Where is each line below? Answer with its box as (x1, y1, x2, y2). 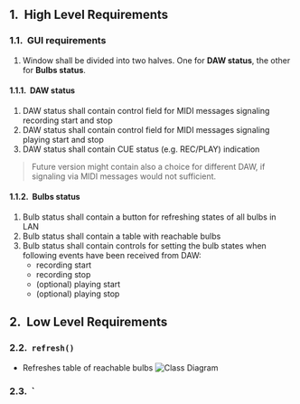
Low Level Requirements (26, 315, 168, 330)
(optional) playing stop (35, 288, 120, 299)
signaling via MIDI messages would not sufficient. (31, 171, 217, 182)
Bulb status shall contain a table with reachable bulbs (22, 230, 221, 242)
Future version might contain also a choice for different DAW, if (31, 161, 266, 172)
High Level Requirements (23, 7, 169, 23)
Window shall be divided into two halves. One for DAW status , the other (22, 54, 291, 66)
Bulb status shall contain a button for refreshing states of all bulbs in (22, 211, 277, 222)
